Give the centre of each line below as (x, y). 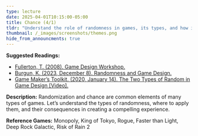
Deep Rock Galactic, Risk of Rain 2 (48, 127)
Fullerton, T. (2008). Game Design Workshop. (70, 67)
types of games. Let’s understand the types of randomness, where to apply (98, 103)
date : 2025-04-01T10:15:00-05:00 (47, 17)
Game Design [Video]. (42, 85)
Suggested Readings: (33, 55)
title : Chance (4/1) (32, 22)
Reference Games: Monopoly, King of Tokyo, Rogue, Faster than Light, (92, 120)
